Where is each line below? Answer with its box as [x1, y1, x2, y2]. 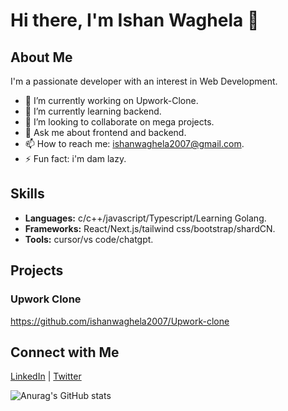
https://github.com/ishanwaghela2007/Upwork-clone [10, 315, 230, 327]
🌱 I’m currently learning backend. [24, 105, 162, 117]
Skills [10, 185, 45, 203]
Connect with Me [10, 344, 120, 361]
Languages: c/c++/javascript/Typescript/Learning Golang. [24, 212, 267, 224]
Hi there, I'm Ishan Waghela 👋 [10, 9, 260, 32]
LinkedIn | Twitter [10, 370, 82, 383]
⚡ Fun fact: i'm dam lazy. [24, 153, 127, 164]
